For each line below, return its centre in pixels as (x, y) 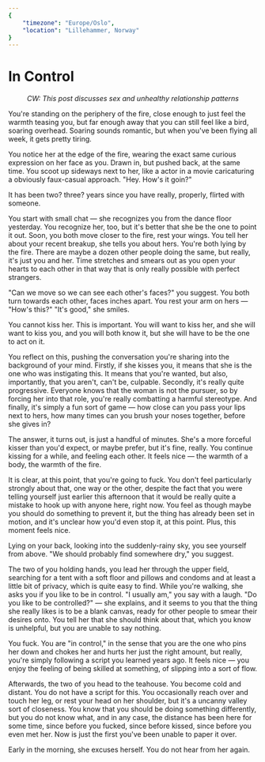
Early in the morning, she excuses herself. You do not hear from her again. (129, 750)
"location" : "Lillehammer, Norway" (81, 30)
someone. (25, 203)
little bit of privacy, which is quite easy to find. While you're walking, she (126, 587)
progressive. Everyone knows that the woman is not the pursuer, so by (123, 390)
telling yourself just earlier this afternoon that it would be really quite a (122, 497)
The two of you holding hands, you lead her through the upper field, (119, 569)
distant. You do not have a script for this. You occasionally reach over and (129, 692)
